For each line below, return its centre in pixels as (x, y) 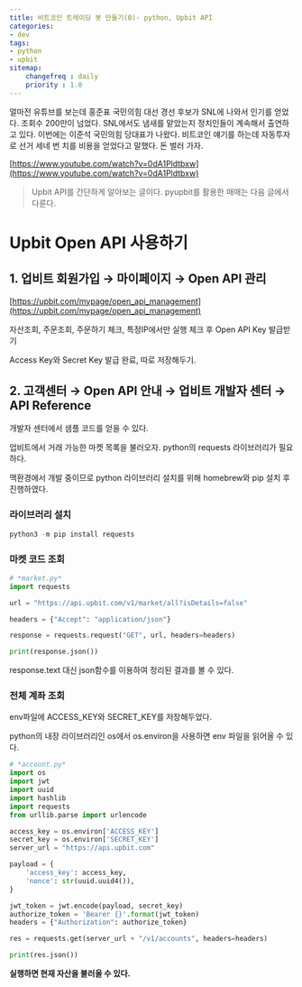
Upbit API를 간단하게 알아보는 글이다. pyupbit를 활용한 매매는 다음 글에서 (160, 191)
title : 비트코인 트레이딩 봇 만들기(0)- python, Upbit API (111, 18)
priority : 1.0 (54, 85)
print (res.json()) (44, 955)
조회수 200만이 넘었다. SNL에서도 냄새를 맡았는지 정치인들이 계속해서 (143, 123)
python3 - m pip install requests (72, 534)
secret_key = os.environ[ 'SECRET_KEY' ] (84, 840)
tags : (19, 43)
